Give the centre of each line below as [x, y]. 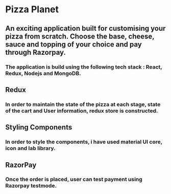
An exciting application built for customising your [86, 28]
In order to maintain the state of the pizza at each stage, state [83, 104]
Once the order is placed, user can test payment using [74, 179]
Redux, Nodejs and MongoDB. [43, 73]
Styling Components [39, 127]
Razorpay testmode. [31, 186]
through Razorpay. [36, 52]
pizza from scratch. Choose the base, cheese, [80, 36]
